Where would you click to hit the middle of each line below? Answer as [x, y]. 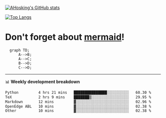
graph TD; [20, 50]
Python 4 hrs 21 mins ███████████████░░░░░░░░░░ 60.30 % [78, 92]
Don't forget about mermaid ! [65, 37]
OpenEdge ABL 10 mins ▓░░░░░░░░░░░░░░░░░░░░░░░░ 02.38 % [78, 106]
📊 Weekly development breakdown [42, 81]
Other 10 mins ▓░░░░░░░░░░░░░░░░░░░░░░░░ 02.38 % [78, 111]
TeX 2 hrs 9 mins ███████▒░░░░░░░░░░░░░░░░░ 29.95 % [78, 97]
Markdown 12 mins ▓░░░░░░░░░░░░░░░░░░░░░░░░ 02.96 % [78, 102]
